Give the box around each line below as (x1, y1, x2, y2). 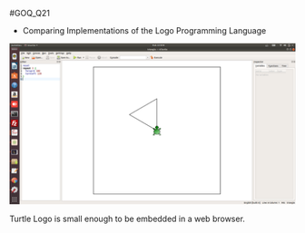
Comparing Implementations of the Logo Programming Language (22, 25, 267, 35)
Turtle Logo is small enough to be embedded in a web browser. (9, 213, 245, 224)
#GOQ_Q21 (9, 8, 50, 18)
